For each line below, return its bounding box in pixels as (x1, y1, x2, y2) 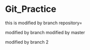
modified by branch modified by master (5, 29, 85, 35)
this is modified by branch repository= (5, 20, 83, 26)
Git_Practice (5, 3, 57, 15)
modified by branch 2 (5, 39, 49, 45)
